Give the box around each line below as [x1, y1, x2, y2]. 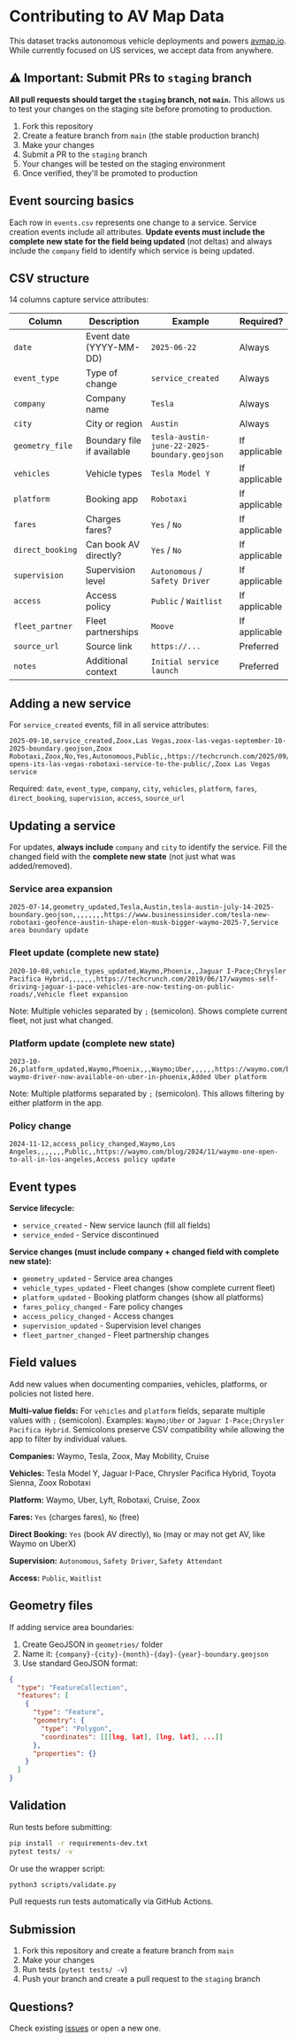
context [85, 666, 118, 679]
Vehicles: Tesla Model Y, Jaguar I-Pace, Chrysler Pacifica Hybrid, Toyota [9, 1468, 277, 1479]
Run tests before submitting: [9, 1821, 112, 1832]
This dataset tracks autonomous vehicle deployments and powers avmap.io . [9, 35, 287, 46]
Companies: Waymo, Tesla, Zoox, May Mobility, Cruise [9, 1450, 209, 1461]
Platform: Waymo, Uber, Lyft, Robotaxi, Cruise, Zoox [9, 1495, 201, 1505]
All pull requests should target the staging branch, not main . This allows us [9, 94, 286, 105]
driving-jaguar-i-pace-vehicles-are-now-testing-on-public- [9, 982, 236, 991]
